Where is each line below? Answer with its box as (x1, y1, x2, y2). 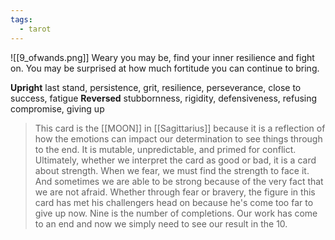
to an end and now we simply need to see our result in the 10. (34, 217, 288, 230)
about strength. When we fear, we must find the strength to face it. (34, 164, 310, 176)
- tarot (19, 24, 52, 34)
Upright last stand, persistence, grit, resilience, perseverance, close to (10, 81, 302, 93)
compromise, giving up (10, 102, 105, 115)
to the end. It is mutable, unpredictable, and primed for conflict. (34, 143, 297, 155)
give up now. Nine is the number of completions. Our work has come (34, 207, 318, 219)
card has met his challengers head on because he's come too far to (34, 196, 314, 208)
